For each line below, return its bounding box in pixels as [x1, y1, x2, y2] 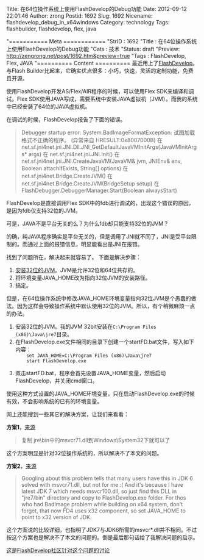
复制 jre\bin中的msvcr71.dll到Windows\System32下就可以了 [21, 437, 171, 443]
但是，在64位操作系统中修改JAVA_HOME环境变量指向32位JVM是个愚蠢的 [6, 295, 192, 302]
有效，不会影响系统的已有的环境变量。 [6, 398, 102, 404]
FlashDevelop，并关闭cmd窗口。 [15, 377, 98, 384]
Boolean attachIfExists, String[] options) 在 [21, 165, 128, 172]
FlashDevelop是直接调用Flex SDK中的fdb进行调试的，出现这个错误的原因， [6, 199, 194, 206]
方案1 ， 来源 [6, 423, 36, 431]
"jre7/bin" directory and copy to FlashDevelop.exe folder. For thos [21, 494, 186, 501]
